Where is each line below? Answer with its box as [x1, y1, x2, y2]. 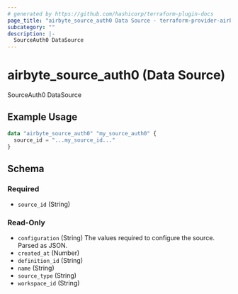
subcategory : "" [7, 23, 55, 30]
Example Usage [7, 111, 78, 123]
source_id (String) [17, 200, 71, 209]
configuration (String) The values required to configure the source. [17, 234, 215, 242]
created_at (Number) [17, 249, 80, 257]
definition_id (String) [17, 256, 84, 265]
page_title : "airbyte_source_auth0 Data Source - [7, 17, 157, 24]
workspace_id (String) [17, 279, 80, 288]
